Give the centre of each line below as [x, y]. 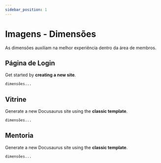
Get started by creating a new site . [40, 75]
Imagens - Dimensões [51, 34]
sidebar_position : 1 [26, 10]
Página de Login [30, 63]
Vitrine [16, 99]
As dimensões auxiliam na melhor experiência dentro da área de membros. [81, 48]
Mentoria [19, 136]
